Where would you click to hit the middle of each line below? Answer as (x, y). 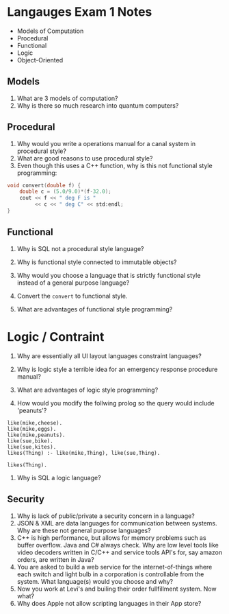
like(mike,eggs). (32, 429)
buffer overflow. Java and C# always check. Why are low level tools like (118, 545)
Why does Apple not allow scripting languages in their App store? (109, 603)
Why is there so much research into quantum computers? (98, 105)
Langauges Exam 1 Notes (80, 12)
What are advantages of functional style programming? (95, 309)
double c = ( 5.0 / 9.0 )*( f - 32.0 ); (65, 192)
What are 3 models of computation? (67, 98)
